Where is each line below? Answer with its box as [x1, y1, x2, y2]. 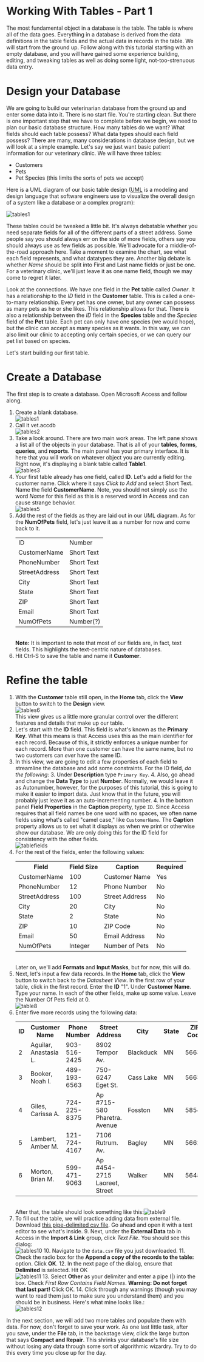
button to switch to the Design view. [15, 700, 106, 707]
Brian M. [30, 1174, 55, 1183]
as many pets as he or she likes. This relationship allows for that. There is [6, 305, 189, 312]
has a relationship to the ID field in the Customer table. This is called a [6, 292, 182, 299]
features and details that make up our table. [15, 719, 124, 727]
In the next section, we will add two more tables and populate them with [6, 1316, 186, 1324]
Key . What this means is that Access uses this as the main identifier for [15, 732, 193, 739]
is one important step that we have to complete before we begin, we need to [6, 117, 197, 124]
